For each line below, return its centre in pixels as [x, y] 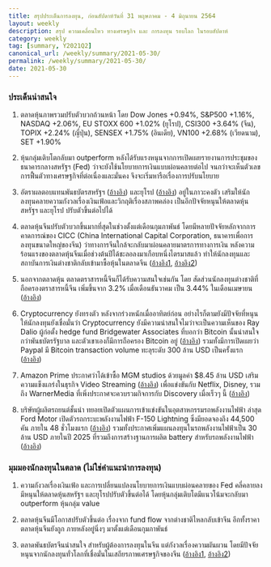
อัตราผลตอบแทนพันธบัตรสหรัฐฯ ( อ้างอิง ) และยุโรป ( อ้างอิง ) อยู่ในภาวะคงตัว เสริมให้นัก [135, 192]
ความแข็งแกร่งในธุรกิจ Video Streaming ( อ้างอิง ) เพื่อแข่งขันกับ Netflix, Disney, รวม [140, 385]
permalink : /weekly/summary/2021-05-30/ [78, 62]
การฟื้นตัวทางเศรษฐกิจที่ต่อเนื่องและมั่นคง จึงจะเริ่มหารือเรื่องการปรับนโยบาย [120, 176]
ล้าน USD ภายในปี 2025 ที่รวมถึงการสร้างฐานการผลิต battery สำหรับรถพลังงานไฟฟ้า [137, 437]
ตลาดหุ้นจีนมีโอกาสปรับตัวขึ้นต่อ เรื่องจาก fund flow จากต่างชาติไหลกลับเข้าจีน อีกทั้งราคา [140, 520]
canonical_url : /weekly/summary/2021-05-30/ [85, 53]
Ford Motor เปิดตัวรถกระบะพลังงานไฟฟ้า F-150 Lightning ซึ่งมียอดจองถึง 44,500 [137, 419]
